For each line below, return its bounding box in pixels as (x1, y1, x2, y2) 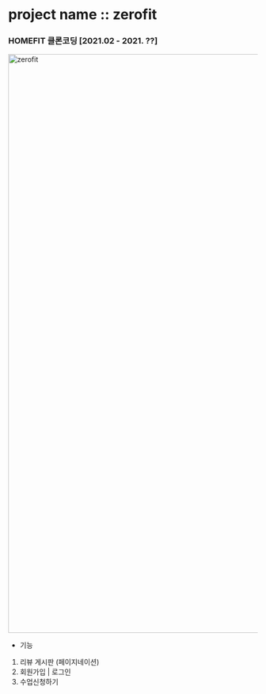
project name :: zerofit (8, 6, 158, 24)
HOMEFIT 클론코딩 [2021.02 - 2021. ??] (8, 36, 158, 47)
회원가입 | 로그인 (19, 667, 71, 677)
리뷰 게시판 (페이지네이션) (19, 658, 100, 667)
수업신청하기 (19, 677, 59, 687)
